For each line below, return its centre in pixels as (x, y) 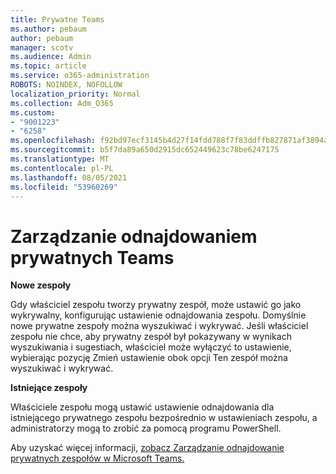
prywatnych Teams (92, 257)
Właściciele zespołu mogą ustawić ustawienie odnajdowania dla (142, 407)
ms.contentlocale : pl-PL (62, 168)
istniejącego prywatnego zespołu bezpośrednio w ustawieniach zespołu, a (164, 418)
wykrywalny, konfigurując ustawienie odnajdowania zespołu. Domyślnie (158, 315)
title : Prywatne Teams (57, 19)
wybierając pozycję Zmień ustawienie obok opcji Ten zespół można (149, 358)
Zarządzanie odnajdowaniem (134, 236)
